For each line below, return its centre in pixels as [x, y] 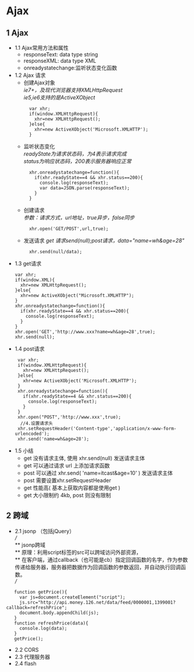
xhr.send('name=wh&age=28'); [54, 439]
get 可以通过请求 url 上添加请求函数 [67, 466]
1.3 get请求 [28, 263]
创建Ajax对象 [39, 82]
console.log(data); [43, 628]
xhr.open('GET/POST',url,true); [69, 229]
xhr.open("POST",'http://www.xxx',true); [69, 417]
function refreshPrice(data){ [51, 623]
